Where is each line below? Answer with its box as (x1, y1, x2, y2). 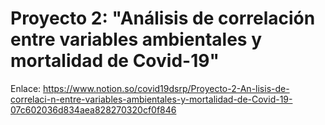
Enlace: (10, 82, 42, 94)
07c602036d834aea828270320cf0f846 (10, 103, 177, 116)
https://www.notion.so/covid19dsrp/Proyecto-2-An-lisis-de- (43, 82, 290, 94)
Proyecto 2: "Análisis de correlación (10, 7, 316, 30)
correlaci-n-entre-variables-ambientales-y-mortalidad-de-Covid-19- (10, 93, 293, 105)
